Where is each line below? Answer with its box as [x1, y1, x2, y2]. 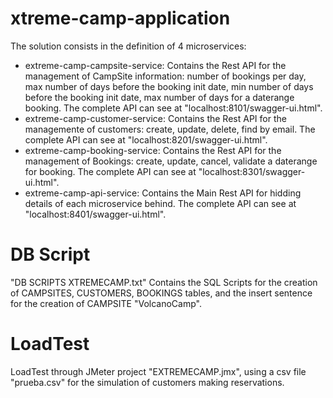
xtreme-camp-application [10, 7, 231, 30]
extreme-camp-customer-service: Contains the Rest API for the [24, 112, 287, 124]
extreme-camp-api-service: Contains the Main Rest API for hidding [24, 187, 302, 199]
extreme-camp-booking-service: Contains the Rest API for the [24, 144, 282, 156]
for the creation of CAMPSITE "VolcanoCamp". [10, 297, 202, 309]
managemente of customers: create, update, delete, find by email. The [24, 123, 316, 135]
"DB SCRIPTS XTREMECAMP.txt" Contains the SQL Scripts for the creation [10, 276, 318, 288]
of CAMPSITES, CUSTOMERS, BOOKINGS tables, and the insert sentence [10, 287, 313, 299]
